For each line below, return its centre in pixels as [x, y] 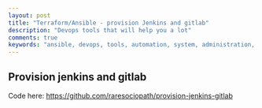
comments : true [33, 37]
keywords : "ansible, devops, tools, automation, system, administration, [132, 45]
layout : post [30, 15]
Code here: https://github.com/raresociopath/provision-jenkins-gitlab [121, 95]
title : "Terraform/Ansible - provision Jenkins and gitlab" [109, 23]
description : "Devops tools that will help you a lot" [100, 30]
